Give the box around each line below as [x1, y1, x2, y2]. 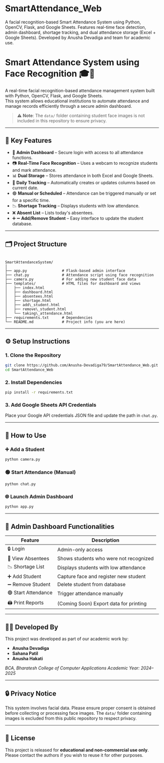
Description [91, 537, 120, 544]
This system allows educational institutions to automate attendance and [5, 98, 149, 104]
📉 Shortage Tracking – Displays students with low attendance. [12, 203, 140, 209]
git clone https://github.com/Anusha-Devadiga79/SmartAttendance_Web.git [5, 363, 159, 368]
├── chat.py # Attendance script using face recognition [5, 273, 154, 277]
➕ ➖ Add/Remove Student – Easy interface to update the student [12, 215, 143, 221]
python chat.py [5, 482, 36, 487]
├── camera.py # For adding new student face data [5, 276, 137, 282]
